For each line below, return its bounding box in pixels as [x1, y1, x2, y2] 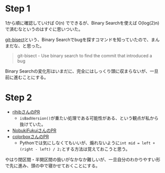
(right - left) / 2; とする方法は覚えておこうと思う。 [19, 146, 131, 152]
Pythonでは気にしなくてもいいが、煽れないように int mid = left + [19, 139, 155, 146]
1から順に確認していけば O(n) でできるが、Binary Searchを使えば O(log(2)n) [5, 20, 160, 26]
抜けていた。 [19, 121, 46, 127]
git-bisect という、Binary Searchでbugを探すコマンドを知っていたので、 [5, 37, 151, 43]
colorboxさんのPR [12, 133, 49, 139]
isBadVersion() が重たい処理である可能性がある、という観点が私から [19, 115, 159, 121]
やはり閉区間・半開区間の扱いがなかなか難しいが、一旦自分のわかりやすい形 [5, 156, 161, 162]
